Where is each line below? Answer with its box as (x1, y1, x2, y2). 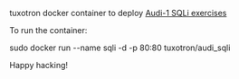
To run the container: (9, 25, 88, 35)
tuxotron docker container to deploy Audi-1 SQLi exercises (9, 8, 227, 18)
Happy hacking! (9, 60, 69, 70)
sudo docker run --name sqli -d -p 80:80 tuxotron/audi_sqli (9, 42, 231, 53)
